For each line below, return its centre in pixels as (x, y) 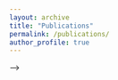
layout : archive (39, 17)
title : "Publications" (51, 26)
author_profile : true (50, 42)
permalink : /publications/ (59, 34)
